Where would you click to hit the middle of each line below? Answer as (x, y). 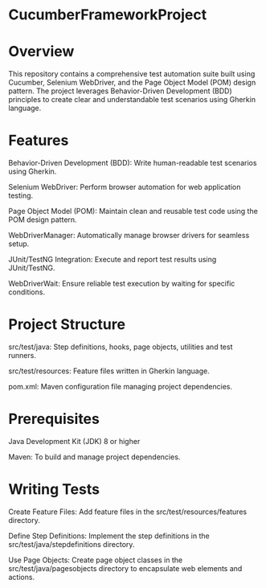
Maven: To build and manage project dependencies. (94, 457)
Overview (41, 52)
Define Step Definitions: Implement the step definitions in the (109, 536)
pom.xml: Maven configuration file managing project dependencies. (121, 387)
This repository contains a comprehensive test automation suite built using (132, 74)
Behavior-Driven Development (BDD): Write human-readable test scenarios (133, 163)
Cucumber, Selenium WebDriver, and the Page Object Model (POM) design (132, 83)
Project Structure (67, 325)
